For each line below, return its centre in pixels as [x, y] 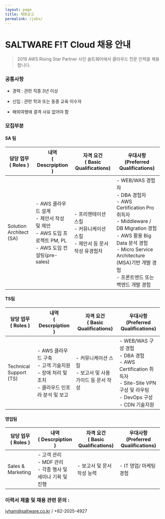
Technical [19, 366]
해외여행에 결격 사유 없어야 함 [40, 111]
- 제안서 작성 [50, 218]
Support [17, 372]
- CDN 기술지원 [137, 405]
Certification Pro [135, 208]
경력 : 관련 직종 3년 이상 [35, 91]
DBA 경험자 [134, 195]
